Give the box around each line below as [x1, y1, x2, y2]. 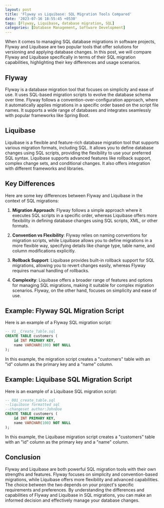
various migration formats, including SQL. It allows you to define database [5, 144, 154, 150]
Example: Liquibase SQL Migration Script [5, 375, 132, 384]
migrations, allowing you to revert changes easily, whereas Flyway [12, 262, 146, 268]
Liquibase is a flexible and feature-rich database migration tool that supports [5, 140, 159, 145]
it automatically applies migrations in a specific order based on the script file [5, 102, 159, 108]
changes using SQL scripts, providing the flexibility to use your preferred [5, 150, 151, 156]
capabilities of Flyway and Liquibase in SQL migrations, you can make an [5, 492, 152, 498]
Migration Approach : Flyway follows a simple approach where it [12, 207, 142, 213]
